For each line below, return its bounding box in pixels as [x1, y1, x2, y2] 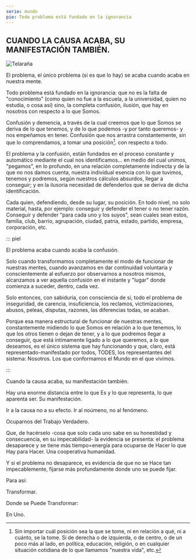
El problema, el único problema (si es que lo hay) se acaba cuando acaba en [6, 71, 190, 79]
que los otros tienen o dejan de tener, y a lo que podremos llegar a [6, 330, 166, 337]
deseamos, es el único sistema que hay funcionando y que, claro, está [6, 342, 176, 349]
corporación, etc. [6, 224, 48, 231]
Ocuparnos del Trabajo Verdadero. [6, 418, 89, 425]
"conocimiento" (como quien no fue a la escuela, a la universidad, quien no [6, 95, 187, 102]
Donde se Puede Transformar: [6, 499, 79, 506]
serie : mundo [6, 8, 38, 15]
